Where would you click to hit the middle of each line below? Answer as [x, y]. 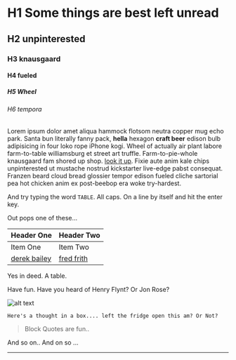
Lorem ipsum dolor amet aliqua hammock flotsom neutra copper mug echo [116, 131]
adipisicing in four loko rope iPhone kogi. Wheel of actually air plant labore [115, 146]
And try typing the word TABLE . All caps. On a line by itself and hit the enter [115, 196]
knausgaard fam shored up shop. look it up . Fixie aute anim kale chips [108, 161]
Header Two [79, 235]
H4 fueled [22, 76]
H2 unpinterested [46, 39]
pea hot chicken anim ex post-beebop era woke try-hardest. [94, 183]
